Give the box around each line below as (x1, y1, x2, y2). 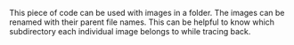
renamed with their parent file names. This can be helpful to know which (9, 17, 274, 27)
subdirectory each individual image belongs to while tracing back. (9, 26, 251, 36)
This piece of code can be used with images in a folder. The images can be (9, 8, 285, 18)
